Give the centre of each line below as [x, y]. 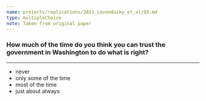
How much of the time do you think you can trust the [86, 45]
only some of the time [43, 78]
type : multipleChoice [34, 18]
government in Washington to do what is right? [78, 53]
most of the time [36, 84]
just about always [37, 91]
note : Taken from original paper [49, 23]
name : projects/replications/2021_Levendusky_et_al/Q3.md [82, 12]
